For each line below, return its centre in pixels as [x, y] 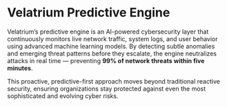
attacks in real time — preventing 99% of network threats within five [106, 60]
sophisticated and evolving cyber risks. [63, 96]
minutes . [20, 68]
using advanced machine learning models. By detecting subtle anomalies [111, 46]
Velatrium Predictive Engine [89, 13]
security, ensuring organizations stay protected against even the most [107, 88]
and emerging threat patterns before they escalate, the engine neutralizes [112, 53]
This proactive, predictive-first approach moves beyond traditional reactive [114, 81]
